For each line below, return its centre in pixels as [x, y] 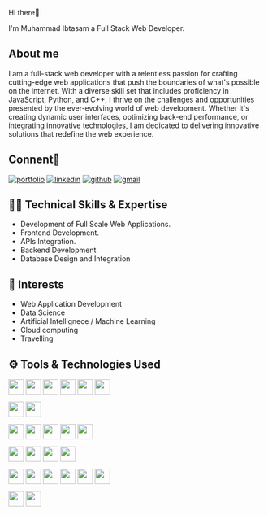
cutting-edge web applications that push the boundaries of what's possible [134, 82]
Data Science [43, 312]
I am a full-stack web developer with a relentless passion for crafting [123, 73]
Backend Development [58, 250]
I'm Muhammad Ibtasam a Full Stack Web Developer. [97, 28]
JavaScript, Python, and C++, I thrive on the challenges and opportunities [132, 99]
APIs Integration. [48, 242]
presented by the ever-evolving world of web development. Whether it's [129, 108]
